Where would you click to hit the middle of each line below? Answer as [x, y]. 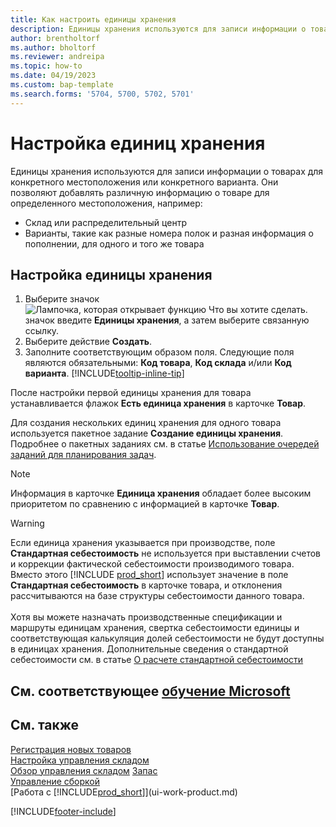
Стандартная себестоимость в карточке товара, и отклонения [146, 585]
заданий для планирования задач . [83, 455]
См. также [45, 725]
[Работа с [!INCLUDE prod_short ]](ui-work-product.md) [124, 792]
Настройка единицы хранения [111, 274]
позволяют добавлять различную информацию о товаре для [140, 192]
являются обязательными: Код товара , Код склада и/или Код [158, 363]
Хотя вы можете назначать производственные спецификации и [146, 617]
